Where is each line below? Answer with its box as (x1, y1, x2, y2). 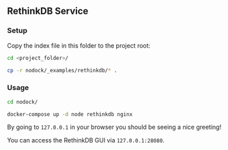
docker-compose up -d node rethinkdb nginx (7, 110, 133, 118)
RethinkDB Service (7, 5, 89, 17)
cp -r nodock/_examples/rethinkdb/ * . (7, 67, 117, 74)
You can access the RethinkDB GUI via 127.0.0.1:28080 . (7, 136, 165, 145)
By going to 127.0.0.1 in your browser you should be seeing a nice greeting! (7, 123, 222, 132)
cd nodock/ (7, 98, 38, 105)
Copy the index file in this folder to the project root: (7, 41, 151, 50)
